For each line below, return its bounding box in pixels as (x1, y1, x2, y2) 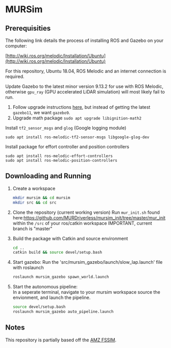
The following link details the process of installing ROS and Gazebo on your (5, 37, 164, 43)
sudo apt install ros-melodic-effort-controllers (5, 154, 113, 159)
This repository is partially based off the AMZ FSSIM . (5, 337, 116, 343)
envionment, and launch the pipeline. (12, 294, 91, 301)
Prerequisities (5, 24, 51, 33)
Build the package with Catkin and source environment (12, 235, 129, 241)
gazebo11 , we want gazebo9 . (12, 110, 70, 115)
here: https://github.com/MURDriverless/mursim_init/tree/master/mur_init (12, 214, 166, 220)
